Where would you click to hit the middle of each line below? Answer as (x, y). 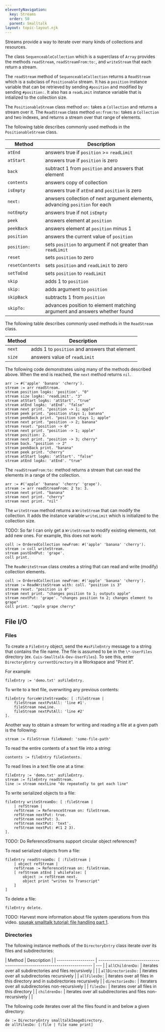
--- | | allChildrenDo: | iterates (127, 966)
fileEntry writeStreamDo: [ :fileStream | (49, 802)
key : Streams (23, 14)
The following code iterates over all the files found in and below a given (77, 1006)
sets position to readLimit (76, 273)
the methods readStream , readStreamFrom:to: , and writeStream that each (78, 62)
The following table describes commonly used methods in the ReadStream (79, 324)
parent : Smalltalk (28, 23)
